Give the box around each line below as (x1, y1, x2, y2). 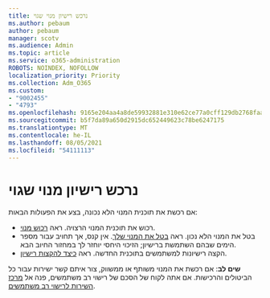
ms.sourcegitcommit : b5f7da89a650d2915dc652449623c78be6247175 (8, 116, 225, 125)
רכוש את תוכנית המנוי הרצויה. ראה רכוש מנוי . (19, 222, 156, 233)
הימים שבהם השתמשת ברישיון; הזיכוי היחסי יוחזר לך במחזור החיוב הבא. (19, 240, 237, 250)
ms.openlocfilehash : (8, 109, 78, 117)
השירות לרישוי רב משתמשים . (8, 281, 96, 291)
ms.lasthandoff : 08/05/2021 (8, 138, 103, 147)
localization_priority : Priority (8, 71, 121, 80)
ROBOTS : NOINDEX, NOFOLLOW (8, 64, 99, 72)
